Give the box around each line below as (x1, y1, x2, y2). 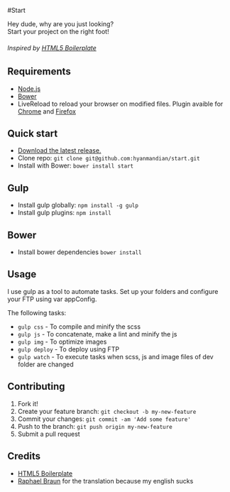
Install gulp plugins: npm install (17, 209, 111, 217)
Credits (7, 450, 41, 462)
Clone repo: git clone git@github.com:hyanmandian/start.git (17, 154, 200, 163)
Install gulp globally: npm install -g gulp (17, 201, 138, 209)
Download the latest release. (17, 146, 102, 155)
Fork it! (17, 399, 39, 408)
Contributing (7, 381, 65, 393)
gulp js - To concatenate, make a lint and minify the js (17, 329, 177, 338)
